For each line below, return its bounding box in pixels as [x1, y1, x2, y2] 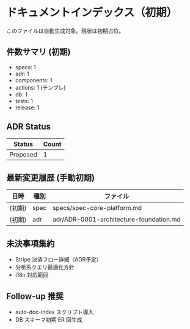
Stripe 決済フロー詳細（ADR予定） [15, 256, 102, 263]
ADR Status [6, 122, 51, 132]
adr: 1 [15, 70, 29, 77]
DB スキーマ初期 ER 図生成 [15, 316, 82, 323]
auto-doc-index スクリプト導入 [15, 308, 94, 315]
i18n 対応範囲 [15, 271, 49, 279]
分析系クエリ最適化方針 [15, 263, 75, 271]
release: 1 [15, 104, 40, 111]
